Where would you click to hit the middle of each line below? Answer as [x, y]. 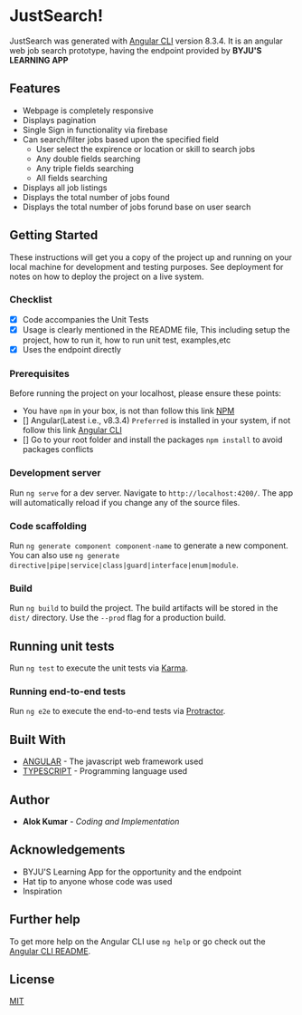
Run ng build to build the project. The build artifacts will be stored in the [144, 608]
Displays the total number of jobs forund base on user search [137, 207]
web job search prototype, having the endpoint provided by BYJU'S [136, 50]
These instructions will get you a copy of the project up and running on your [151, 257]
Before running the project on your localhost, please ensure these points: [146, 393]
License [32, 979]
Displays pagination [59, 120]
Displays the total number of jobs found [96, 197]
